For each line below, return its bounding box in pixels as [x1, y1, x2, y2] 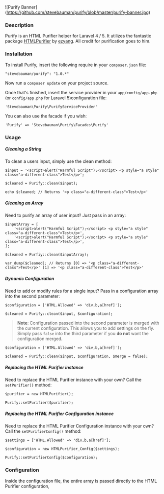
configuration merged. [17, 336, 63, 342]
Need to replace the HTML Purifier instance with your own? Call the [5, 377, 141, 383]
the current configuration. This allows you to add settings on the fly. [17, 325, 155, 331]
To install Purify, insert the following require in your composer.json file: [5, 62, 146, 68]
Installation [5, 50, 33, 57]
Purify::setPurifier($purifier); [5, 400, 74, 405]
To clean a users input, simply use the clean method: [5, 158, 112, 164]
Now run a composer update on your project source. [5, 80, 109, 86]
